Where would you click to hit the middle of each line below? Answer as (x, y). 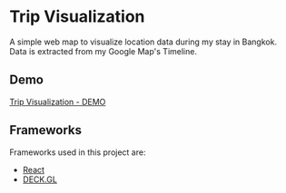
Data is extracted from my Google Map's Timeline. (104, 51)
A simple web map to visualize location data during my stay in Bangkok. (143, 42)
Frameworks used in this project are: (78, 152)
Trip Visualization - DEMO (58, 101)
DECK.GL (39, 179)
